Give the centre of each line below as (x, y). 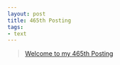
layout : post (27, 14)
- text (17, 34)
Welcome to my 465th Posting (69, 54)
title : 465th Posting (39, 20)
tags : (15, 27)
